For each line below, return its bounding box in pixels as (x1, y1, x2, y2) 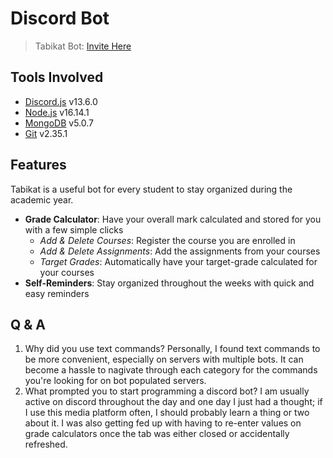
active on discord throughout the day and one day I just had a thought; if (24, 396, 323, 408)
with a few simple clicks (24, 223, 124, 236)
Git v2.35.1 (24, 127, 68, 139)
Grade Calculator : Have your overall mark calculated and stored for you (24, 213, 322, 225)
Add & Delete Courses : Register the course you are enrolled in (39, 234, 296, 246)
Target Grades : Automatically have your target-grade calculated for (39, 255, 318, 267)
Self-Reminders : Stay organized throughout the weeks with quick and (24, 277, 315, 289)
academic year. (10, 193, 74, 206)
